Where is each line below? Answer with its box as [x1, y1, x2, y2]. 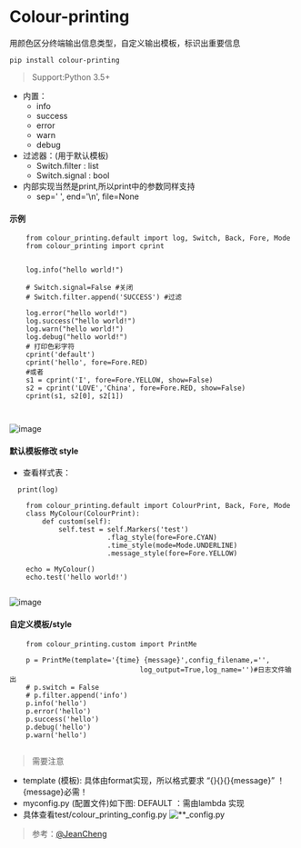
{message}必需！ [22, 786, 88, 797]
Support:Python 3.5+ [31, 71, 111, 83]
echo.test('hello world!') [25, 573, 128, 583]
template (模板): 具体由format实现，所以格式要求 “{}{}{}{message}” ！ [22, 774, 286, 785]
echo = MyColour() [25, 565, 95, 574]
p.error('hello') [25, 706, 92, 715]
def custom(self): [42, 517, 112, 526]
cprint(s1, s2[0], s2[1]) [25, 392, 125, 401]
